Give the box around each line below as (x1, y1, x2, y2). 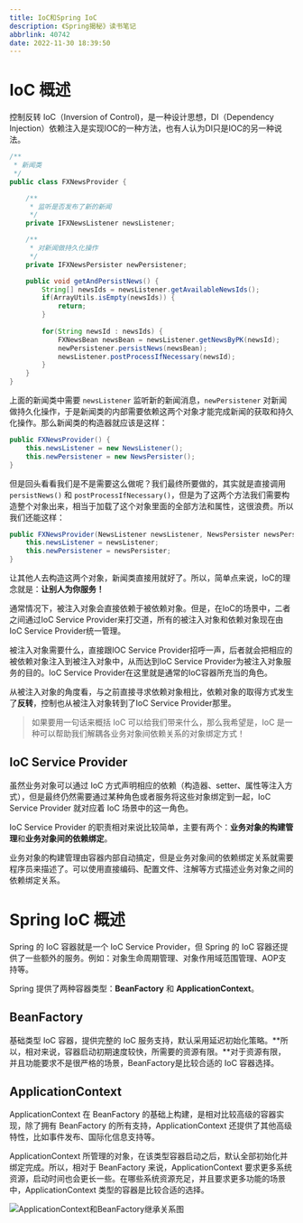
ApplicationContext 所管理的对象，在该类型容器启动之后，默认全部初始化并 (9, 1151, 289, 1162)
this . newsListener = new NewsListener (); (25, 443, 183, 452)
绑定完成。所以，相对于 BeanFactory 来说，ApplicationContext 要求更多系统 (9, 1162, 293, 1173)
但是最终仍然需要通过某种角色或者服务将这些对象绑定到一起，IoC (28, 791, 271, 801)
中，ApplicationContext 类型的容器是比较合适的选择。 (9, 1184, 209, 1196)
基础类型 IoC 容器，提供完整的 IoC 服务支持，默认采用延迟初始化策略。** (9, 1034, 281, 1045)
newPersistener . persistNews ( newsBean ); (57, 344, 207, 353)
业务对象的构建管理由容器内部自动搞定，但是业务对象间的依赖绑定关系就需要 (9, 852, 294, 863)
